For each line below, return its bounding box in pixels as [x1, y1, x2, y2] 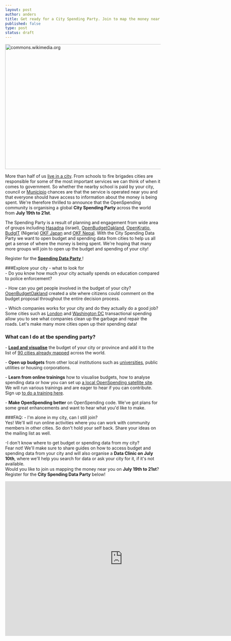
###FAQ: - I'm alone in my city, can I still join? [5, 414, 98, 421]
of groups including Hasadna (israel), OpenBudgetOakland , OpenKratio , [5, 225, 151, 231]
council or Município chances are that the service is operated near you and [5, 189, 158, 195]
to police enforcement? [5, 276, 52, 281]
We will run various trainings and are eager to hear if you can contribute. [5, 385, 153, 391]
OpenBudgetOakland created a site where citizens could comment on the [5, 291, 154, 296]
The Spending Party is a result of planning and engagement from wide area [5, 220, 158, 225]
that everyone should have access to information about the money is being [5, 194, 157, 200]
